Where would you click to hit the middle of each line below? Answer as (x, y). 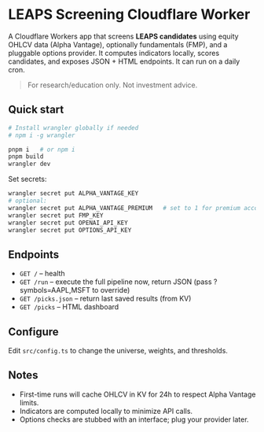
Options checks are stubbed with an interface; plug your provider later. (134, 419)
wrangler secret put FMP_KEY (56, 215)
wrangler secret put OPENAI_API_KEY (68, 223)
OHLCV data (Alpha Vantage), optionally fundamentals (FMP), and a (118, 44)
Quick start (36, 110)
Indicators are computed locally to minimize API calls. (106, 411)
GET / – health (42, 274)
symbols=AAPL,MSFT (55, 290)
